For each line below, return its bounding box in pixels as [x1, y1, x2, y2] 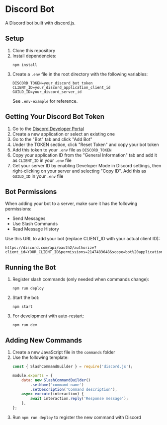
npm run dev [12, 323, 37, 328]
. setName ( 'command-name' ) [30, 382, 84, 387]
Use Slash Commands [12, 221, 58, 227]
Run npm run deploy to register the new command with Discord [12, 414, 142, 420]
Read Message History [12, 226, 59, 232]
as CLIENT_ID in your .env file [12, 157, 72, 163]
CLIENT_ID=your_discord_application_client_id [12, 85, 111, 90]
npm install [12, 62, 37, 68]
